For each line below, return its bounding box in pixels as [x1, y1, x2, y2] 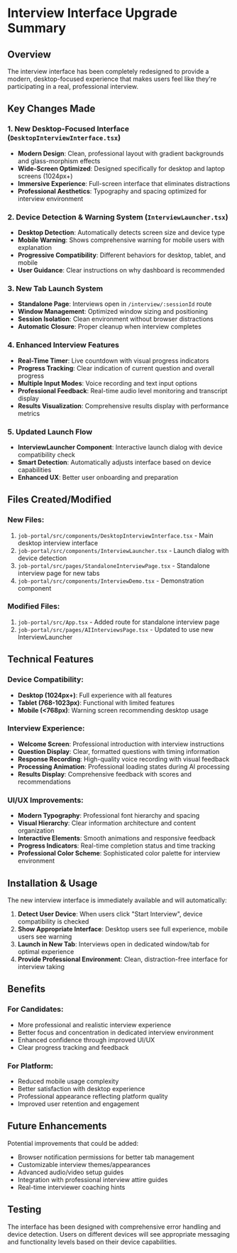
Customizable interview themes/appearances [17, 1160, 151, 1169]
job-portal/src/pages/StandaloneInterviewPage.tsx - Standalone [17, 561, 211, 569]
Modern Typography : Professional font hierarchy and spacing [17, 811, 200, 820]
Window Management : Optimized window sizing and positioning [17, 307, 208, 316]
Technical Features [7, 653, 94, 665]
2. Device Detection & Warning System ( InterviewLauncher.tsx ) [7, 212, 228, 221]
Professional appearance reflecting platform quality [17, 1092, 168, 1100]
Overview [7, 48, 52, 60]
